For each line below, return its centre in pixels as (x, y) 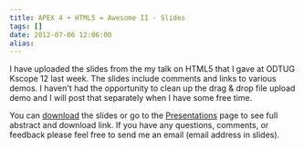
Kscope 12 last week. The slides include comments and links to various (143, 79)
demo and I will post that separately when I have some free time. (131, 98)
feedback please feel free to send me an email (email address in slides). (145, 135)
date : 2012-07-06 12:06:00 (61, 35)
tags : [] (26, 26)
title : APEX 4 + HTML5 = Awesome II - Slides (97, 18)
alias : (22, 43)
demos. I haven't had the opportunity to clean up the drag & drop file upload (152, 88)
